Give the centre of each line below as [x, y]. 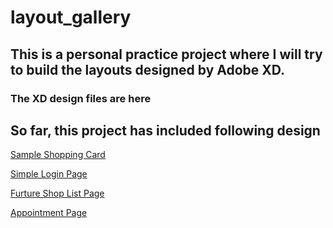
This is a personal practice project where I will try [166, 54]
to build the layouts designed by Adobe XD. [148, 69]
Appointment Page [49, 213]
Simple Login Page [49, 174]
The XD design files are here [81, 98]
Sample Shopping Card [58, 155]
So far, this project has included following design [165, 130]
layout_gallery [71, 17]
